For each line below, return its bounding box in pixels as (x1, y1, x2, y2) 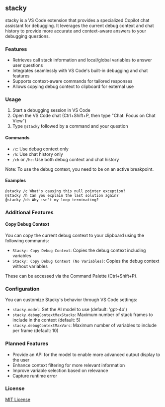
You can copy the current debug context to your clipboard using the (5, 232, 144, 238)
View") (12, 118, 26, 124)
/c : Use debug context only (12, 146, 69, 152)
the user (12, 357, 30, 363)
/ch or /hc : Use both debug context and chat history (12, 156, 119, 162)
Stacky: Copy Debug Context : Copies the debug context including (12, 247, 146, 253)
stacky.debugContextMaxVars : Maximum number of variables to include (12, 322, 157, 329)
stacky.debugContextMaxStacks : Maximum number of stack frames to (12, 312, 153, 318)
